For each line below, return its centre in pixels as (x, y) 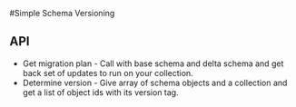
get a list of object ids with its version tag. (100, 92)
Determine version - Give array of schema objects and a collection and (155, 83)
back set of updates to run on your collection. (108, 73)
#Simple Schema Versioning (62, 13)
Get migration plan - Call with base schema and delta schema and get (153, 63)
